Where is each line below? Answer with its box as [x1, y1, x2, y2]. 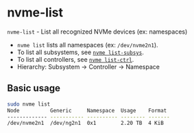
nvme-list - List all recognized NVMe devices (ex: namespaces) [7, 27, 188, 36]
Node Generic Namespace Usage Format [7, 107, 167, 114]
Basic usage [7, 82, 60, 94]
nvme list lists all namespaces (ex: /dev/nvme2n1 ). [16, 40, 159, 49]
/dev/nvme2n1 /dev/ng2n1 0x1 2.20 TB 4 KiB [7, 120, 165, 127]
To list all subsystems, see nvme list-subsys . [16, 48, 144, 56]
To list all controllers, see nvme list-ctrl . [16, 55, 134, 63]
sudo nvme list [7, 101, 51, 108]
